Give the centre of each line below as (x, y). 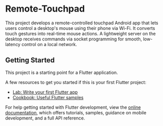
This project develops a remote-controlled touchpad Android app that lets (82, 23)
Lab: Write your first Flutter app (45, 92)
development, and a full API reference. (45, 118)
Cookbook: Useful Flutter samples (48, 97)
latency (13, 44)
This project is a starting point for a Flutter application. (62, 72)
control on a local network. (49, 44)
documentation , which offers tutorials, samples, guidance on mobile (76, 112)
